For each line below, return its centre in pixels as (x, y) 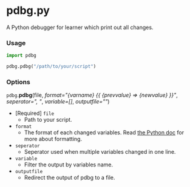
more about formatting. (53, 139)
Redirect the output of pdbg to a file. (70, 178)
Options (18, 82)
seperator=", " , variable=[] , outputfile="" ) (58, 102)
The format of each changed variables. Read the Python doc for (104, 133)
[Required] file (35, 113)
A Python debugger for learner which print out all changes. (80, 27)
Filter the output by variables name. (69, 165)
